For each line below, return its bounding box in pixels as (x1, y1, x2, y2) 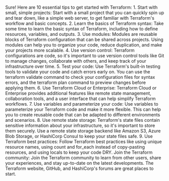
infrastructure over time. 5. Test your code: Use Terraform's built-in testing (5, 63, 160, 69)
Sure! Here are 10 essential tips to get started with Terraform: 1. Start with (5, 5, 158, 10)
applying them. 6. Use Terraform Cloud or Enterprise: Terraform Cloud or (5, 85, 157, 91)
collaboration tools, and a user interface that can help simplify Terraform (5, 96, 156, 102)
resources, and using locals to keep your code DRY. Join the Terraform (5, 149, 153, 155)
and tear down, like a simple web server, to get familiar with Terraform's (5, 15, 155, 21)
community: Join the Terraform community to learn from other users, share (5, 155, 161, 161)
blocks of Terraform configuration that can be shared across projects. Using (5, 36, 164, 42)
